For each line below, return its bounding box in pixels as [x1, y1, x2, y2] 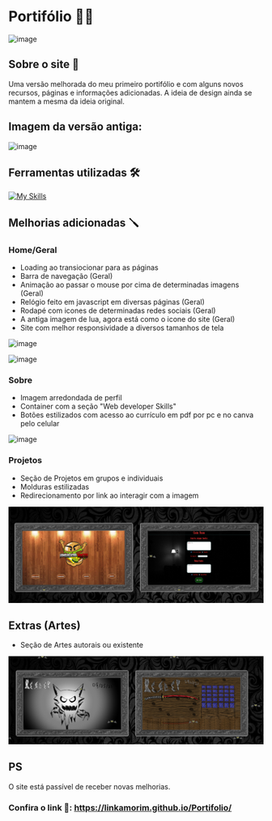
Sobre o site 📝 [8, 58, 79, 71]
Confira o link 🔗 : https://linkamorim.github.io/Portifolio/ [8, 802, 232, 813]
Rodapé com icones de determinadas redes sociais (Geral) [19, 306, 216, 315]
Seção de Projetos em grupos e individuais [19, 473, 164, 483]
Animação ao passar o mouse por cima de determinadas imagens [19, 280, 240, 290]
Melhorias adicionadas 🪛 [8, 216, 139, 229]
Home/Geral [8, 244, 57, 255]
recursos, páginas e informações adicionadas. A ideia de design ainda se [8, 88, 253, 97]
